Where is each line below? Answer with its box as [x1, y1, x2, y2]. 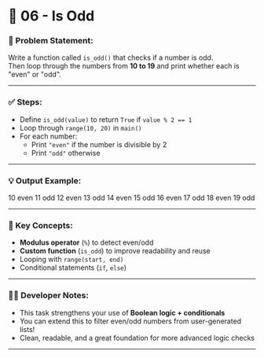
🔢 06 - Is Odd [8, 7, 95, 25]
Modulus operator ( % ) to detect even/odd [19, 238, 154, 247]
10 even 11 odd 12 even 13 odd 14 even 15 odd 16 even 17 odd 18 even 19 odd [8, 193, 255, 203]
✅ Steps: [8, 97, 42, 108]
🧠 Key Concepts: [8, 220, 73, 231]
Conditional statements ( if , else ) [19, 263, 127, 272]
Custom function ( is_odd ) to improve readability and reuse [19, 246, 211, 256]
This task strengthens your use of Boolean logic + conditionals [19, 308, 225, 317]
